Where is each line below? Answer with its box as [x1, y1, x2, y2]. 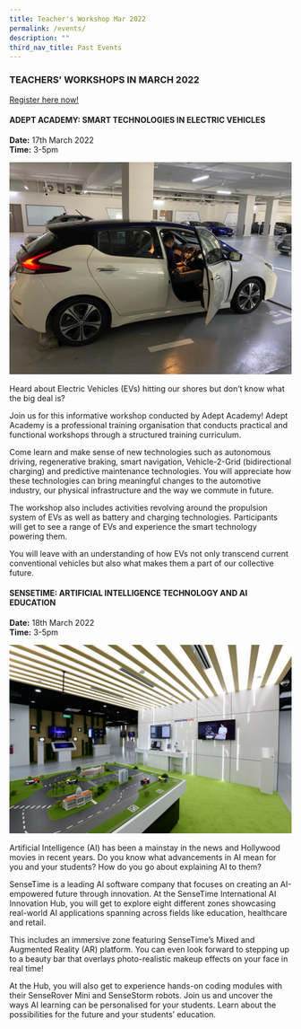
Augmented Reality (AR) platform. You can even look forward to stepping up [9, 944, 289, 954]
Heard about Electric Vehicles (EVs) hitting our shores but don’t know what [9, 383, 285, 394]
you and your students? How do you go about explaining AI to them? [9, 861, 262, 872]
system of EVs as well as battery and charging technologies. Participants [9, 512, 278, 523]
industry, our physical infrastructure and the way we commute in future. [9, 485, 274, 496]
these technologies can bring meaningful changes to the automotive [9, 475, 262, 486]
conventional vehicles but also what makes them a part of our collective [9, 558, 275, 568]
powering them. [9, 531, 67, 541]
